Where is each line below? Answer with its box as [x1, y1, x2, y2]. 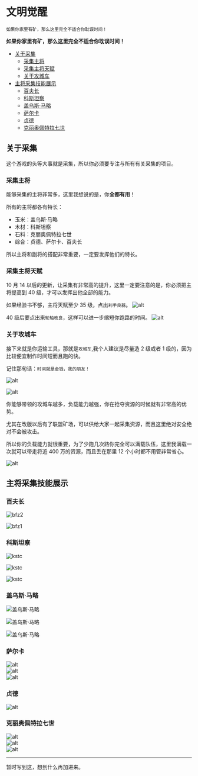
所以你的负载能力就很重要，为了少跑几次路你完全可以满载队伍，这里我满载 [6, 440, 187, 447]
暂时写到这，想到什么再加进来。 [6, 763, 84, 770]
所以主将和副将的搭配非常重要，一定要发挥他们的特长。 [6, 251, 140, 258]
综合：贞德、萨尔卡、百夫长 [14, 238, 82, 246]
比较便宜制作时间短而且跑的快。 [6, 352, 84, 359]
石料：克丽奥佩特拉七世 [14, 231, 72, 238]
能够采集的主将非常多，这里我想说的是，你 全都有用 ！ [6, 191, 136, 198]
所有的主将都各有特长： [6, 204, 63, 211]
